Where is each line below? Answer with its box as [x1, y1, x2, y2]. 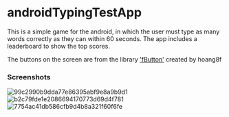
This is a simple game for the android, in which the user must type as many [7, 27, 220, 36]
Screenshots [7, 72, 51, 81]
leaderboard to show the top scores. [7, 42, 110, 50]
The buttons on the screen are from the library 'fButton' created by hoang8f [7, 55, 222, 63]
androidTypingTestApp [7, 5, 142, 21]
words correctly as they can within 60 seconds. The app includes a [7, 34, 197, 42]
